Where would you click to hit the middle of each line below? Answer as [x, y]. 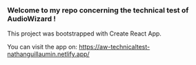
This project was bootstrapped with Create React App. [85, 34]
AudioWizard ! [32, 18]
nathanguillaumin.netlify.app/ [48, 54]
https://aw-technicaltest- [115, 47]
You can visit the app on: [42, 47]
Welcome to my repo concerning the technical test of [98, 10]
